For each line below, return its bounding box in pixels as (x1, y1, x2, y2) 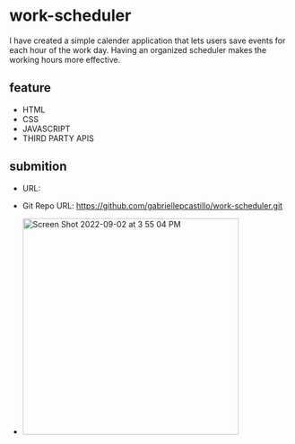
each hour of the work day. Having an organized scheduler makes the (9, 44, 267, 55)
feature (9, 80, 52, 95)
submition (9, 159, 67, 174)
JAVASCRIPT (22, 123, 71, 134)
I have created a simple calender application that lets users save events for (9, 35, 286, 46)
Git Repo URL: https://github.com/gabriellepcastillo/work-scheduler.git (22, 200, 283, 211)
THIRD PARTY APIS (22, 132, 94, 144)
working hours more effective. (9, 54, 121, 65)
